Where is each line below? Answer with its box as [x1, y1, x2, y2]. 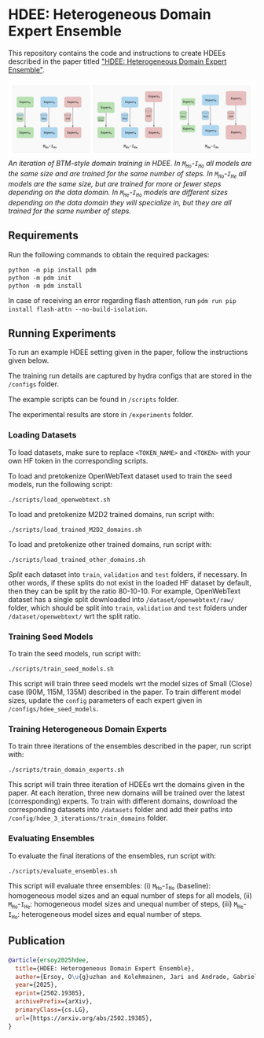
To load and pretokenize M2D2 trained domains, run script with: [8, 509, 214, 519]
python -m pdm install [8, 282, 82, 290]
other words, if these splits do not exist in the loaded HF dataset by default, [8, 578, 251, 587]
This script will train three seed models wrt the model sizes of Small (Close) [8, 679, 253, 689]
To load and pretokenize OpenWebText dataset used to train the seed [8, 471, 233, 481]
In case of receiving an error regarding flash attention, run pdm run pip [8, 295, 237, 305]
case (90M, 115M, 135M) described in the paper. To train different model [8, 687, 241, 697]
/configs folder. [8, 379, 59, 389]
